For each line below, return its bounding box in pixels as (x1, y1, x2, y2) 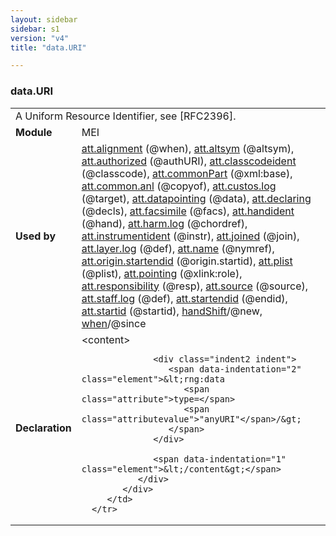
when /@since (81, 316, 147, 330)
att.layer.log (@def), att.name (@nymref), (81, 241, 275, 255)
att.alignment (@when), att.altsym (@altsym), (81, 141, 295, 155)
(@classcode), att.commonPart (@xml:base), (81, 166, 293, 180)
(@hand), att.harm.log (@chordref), (81, 216, 248, 230)
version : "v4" (10, 33, 70, 43)
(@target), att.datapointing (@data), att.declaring (81, 191, 312, 205)
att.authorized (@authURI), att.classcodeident (81, 154, 297, 168)
